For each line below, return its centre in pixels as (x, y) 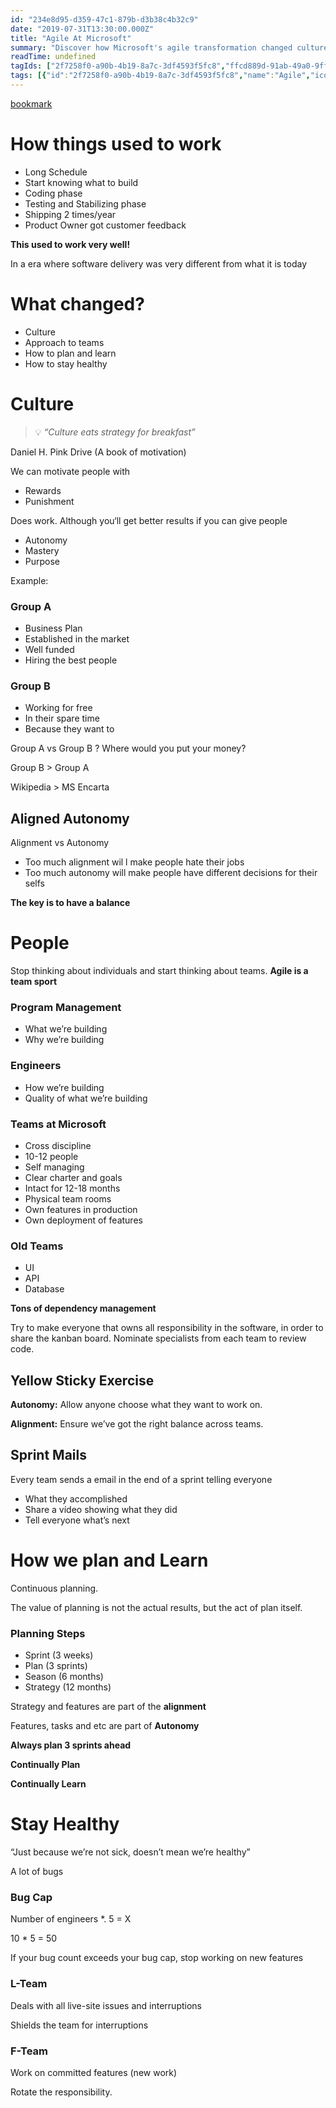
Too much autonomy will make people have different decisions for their (171, 873)
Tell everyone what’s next (77, 1520)
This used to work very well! (70, 244)
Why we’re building (64, 1040)
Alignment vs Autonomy (60, 843)
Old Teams (37, 1246)
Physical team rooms (68, 1198)
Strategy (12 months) (68, 1687)
